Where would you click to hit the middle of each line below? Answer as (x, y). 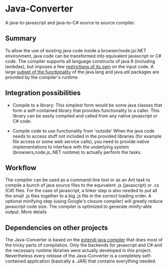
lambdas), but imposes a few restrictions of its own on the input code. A (79, 66)
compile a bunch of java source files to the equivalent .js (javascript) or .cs (82, 185)
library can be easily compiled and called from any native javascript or (85, 115)
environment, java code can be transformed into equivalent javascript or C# (83, 56)
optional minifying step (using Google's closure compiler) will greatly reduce (84, 201)
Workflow (21, 168)
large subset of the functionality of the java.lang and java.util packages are (82, 72)
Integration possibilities (43, 93)
